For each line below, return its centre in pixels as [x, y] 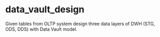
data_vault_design [45, 10]
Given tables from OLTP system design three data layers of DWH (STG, [80, 24]
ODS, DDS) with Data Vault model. [42, 29]
